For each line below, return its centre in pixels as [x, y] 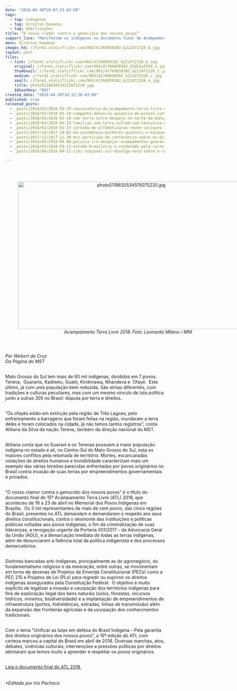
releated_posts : [22, 104]
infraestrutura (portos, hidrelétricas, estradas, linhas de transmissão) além [83, 604]
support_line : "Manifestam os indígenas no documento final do [73, 39]
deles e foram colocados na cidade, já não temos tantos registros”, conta [82, 424]
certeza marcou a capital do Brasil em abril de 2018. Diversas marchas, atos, [85, 641]
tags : [11, 15]
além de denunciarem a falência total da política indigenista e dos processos [85, 541]
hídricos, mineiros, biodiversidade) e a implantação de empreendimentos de [85, 599]
